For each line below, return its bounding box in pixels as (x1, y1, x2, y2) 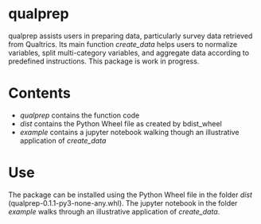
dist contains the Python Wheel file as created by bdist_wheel (19, 118, 223, 128)
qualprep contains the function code (19, 110, 140, 120)
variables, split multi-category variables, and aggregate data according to (8, 48, 249, 57)
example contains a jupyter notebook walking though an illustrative (19, 127, 240, 137)
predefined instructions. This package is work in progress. (8, 56, 200, 66)
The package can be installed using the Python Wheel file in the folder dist (8, 190, 253, 199)
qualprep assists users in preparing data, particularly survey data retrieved (8, 31, 253, 41)
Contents (8, 84, 72, 102)
